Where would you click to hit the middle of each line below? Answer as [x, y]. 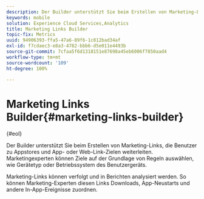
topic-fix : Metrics [31, 35]
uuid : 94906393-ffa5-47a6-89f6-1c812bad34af [63, 40]
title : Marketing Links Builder [47, 29]
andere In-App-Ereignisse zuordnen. [52, 190]
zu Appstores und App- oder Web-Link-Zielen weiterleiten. [80, 152]
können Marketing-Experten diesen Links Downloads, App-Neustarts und [98, 183]
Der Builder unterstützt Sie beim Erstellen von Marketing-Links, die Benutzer [102, 145]
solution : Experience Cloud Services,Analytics [68, 23]
